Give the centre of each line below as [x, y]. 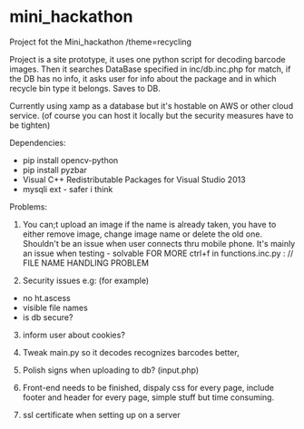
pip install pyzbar [55, 170]
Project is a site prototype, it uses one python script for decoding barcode [147, 59]
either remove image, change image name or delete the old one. [142, 234]
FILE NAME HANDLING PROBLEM [86, 263]
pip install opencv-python [70, 160]
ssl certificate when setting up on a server [101, 414]
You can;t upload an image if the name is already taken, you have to [149, 224]
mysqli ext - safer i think [68, 189]
